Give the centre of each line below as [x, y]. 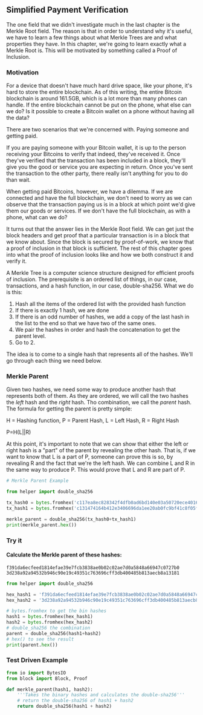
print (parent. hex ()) [32, 645]
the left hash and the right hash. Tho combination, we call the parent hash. [99, 403]
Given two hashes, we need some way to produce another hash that [91, 389]
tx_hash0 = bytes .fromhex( [40, 503]
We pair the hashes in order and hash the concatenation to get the [97, 330]
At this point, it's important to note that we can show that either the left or [97, 444]
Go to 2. [25, 343]
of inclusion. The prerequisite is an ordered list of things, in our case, [92, 279]
